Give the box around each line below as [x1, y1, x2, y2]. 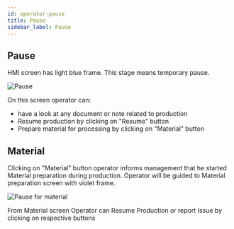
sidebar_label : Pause [7, 23, 72, 30]
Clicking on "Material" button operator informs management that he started [7, 164, 227, 172]
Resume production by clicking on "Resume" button [17, 117, 169, 126]
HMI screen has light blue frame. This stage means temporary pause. [7, 69, 210, 77]
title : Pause [7, 17, 46, 24]
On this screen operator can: [7, 96, 91, 105]
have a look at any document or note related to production [17, 110, 188, 118]
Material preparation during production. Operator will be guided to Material [7, 171, 225, 180]
